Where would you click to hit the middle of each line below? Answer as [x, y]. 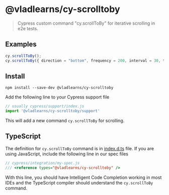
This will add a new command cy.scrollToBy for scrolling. [65, 121]
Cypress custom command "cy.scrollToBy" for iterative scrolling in [86, 23]
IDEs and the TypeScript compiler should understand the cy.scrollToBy [79, 182]
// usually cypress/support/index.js [45, 107]
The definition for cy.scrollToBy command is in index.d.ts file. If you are [80, 148]
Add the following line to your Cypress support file [57, 97]
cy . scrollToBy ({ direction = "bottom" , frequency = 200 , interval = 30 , [83, 61]
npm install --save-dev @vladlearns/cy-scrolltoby [59, 88]
